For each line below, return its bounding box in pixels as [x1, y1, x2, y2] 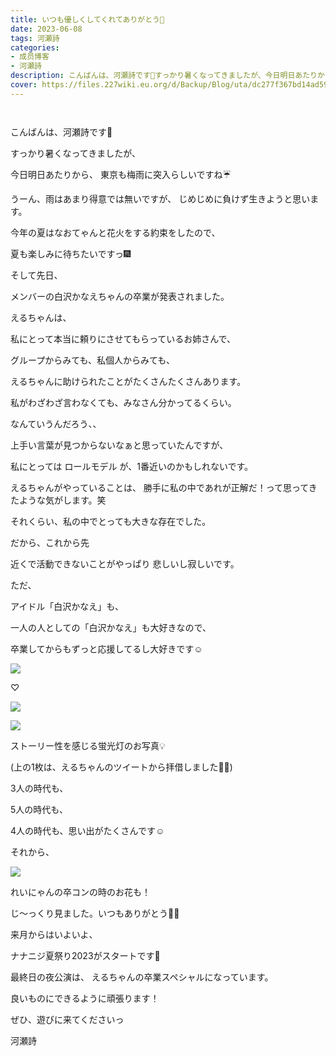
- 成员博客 [10, 52, 50, 62]
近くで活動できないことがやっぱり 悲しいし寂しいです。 [10, 557, 240, 570]
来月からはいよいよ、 [10, 928, 98, 940]
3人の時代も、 [10, 782, 69, 794]
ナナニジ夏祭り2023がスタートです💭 [10, 949, 161, 961]
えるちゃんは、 [10, 311, 72, 323]
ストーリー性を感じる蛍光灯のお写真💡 [10, 739, 166, 751]
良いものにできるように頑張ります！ [10, 992, 160, 1004]
